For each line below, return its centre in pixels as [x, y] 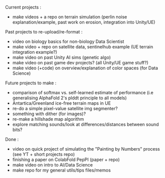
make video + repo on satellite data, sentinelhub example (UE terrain [83, 47]
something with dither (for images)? [49, 114]
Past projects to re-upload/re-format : [44, 32]
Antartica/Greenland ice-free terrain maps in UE [62, 103]
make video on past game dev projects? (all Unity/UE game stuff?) [80, 63]
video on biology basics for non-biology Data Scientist [68, 41]
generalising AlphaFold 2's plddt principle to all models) [70, 98]
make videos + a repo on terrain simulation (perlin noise [70, 17]
